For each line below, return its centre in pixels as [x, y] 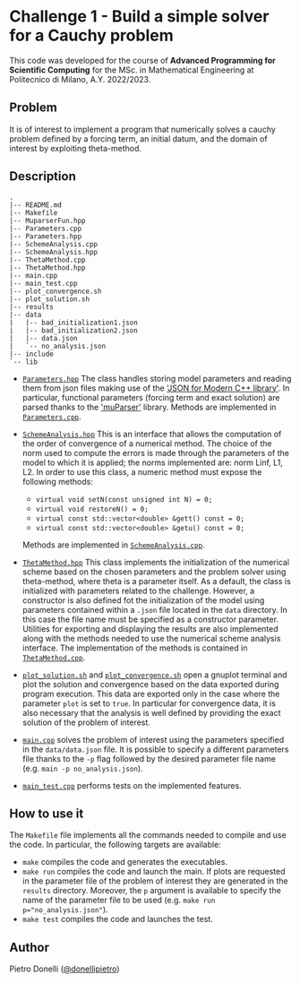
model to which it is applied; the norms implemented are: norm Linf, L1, [153, 462]
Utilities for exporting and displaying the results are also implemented [150, 628]
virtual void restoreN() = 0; [92, 509]
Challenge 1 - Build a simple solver [139, 17]
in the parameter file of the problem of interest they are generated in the [155, 881]
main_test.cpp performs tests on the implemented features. [132, 785]
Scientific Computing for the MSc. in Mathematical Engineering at [132, 70]
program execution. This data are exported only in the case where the [151, 694]
